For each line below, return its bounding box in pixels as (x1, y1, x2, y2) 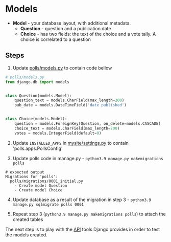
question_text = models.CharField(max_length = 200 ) (14, 98, 125, 103)
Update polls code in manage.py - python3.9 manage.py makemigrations (12, 155, 163, 161)
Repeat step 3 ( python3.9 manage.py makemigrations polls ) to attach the (12, 211, 166, 217)
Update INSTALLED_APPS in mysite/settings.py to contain (12, 140, 129, 146)
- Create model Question (14, 183, 67, 188)
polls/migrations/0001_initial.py (10, 179, 83, 184)
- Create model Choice (14, 187, 63, 192)
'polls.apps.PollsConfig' (12, 145, 63, 151)
